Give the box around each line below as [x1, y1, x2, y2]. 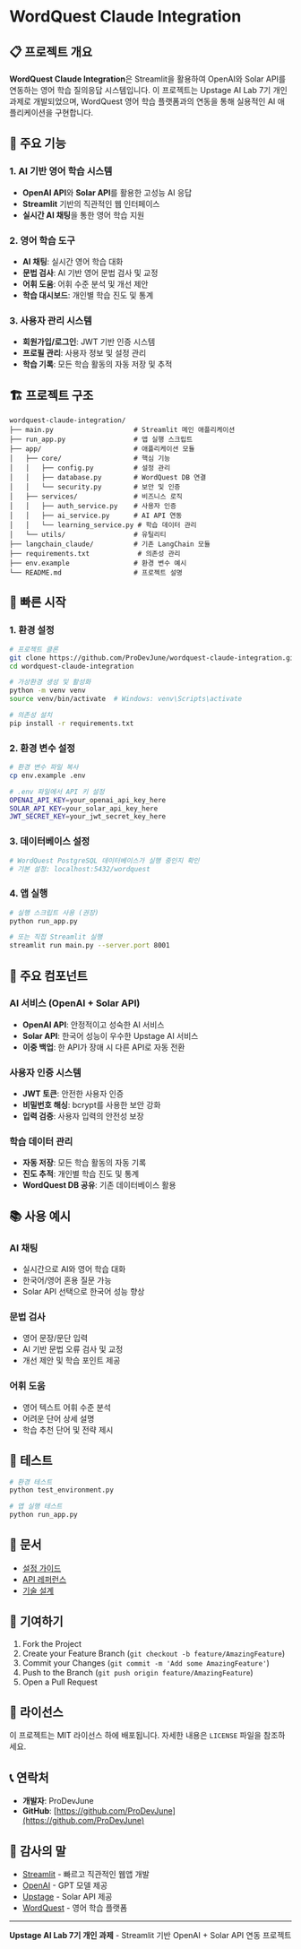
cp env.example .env [9, 771, 87, 780]
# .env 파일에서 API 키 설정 [9, 787, 105, 796]
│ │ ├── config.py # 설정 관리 [9, 463, 171, 472]
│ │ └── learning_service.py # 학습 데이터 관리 [9, 521, 197, 530]
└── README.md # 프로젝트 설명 [9, 568, 184, 577]
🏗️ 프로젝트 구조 [9, 387, 94, 403]
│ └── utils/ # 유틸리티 [9, 531, 167, 540]
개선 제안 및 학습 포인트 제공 [21, 1356, 121, 1366]
